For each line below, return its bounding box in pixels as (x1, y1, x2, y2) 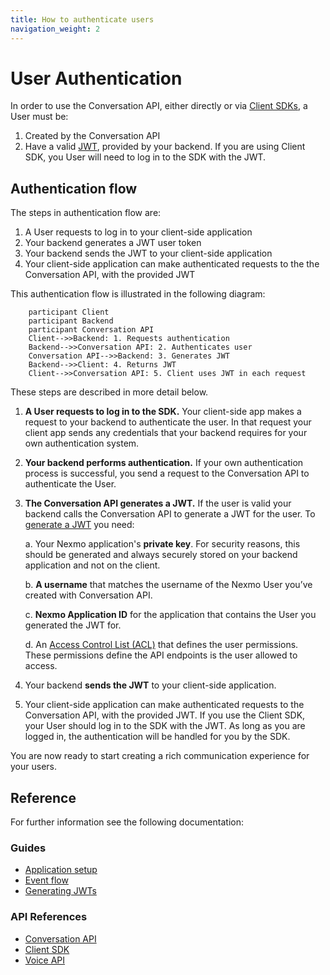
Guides (10, 841, 47, 855)
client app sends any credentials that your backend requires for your (24, 427, 308, 439)
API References (10, 910, 88, 924)
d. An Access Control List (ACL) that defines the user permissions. (24, 639, 299, 651)
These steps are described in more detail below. (10, 386, 209, 398)
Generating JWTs (24, 885, 97, 897)
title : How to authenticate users (10, 14, 155, 25)
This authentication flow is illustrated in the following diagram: (10, 288, 266, 300)
